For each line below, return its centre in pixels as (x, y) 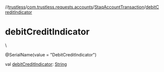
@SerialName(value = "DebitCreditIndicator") (51, 54)
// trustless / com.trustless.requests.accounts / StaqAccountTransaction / (75, 7)
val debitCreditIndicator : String (36, 64)
